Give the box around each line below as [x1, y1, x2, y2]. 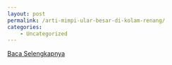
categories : [7, 23, 42, 30]
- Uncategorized [20, 30, 68, 37]
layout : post [7, 10, 46, 18]
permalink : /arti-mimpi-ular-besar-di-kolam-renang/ [7, 17, 166, 24]
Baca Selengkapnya [7, 49, 66, 58]
